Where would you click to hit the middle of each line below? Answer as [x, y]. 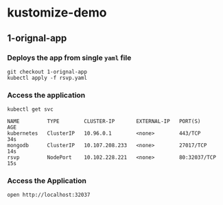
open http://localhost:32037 [49, 195]
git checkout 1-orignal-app [47, 72]
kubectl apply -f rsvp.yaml [47, 78]
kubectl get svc [30, 109]
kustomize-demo [57, 13]
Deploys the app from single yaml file [69, 58]
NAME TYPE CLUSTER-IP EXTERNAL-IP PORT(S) [104, 122]
